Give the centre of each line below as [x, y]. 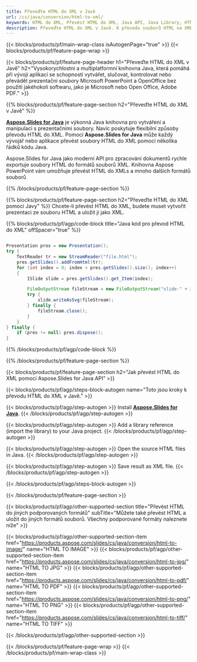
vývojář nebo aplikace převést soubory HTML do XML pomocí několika [92, 141]
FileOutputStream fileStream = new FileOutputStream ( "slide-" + [107, 289]
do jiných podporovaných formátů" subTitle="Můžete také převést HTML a [96, 513]
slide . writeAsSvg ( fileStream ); [76, 300]
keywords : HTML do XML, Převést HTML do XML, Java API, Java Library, [94, 22]
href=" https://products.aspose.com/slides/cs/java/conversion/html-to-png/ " [98, 599]
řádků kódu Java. [27, 147]
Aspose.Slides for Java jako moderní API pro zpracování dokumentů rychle [96, 158]
